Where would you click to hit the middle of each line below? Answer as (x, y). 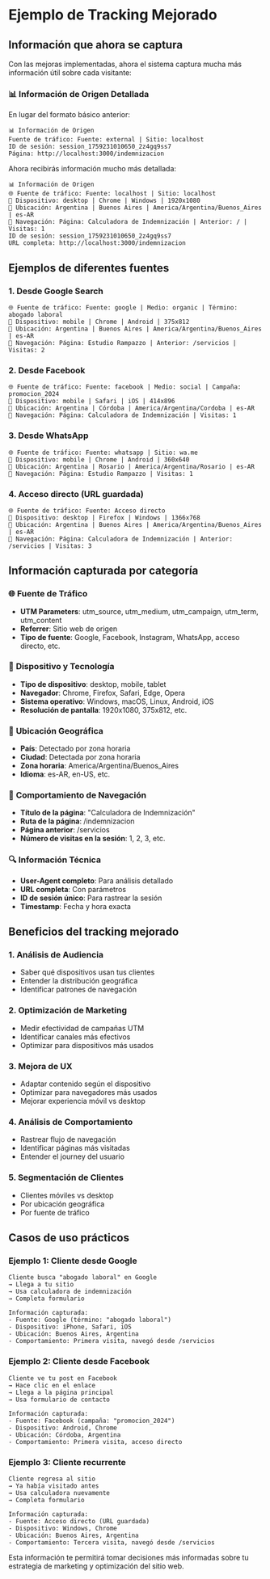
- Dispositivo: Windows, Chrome (63, 1528)
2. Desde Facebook (47, 370)
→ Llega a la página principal (61, 1392)
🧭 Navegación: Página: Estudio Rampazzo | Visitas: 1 (101, 474)
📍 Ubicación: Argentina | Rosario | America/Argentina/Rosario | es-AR (131, 466)
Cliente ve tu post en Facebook (63, 1378)
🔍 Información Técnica (55, 860)
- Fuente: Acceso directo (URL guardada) (79, 1521)
